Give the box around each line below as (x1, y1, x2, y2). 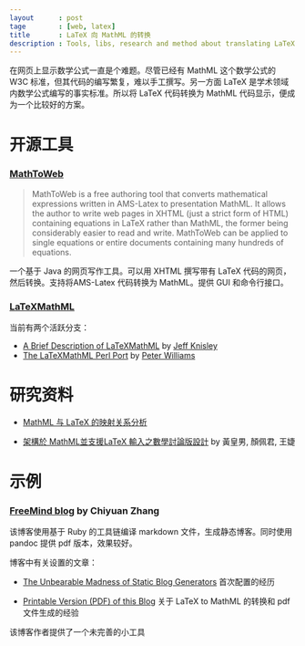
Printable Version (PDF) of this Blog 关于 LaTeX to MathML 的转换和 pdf (22, 596, 291, 607)
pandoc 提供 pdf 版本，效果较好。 (9, 537, 137, 548)
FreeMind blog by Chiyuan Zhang (9, 505, 160, 517)
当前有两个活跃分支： (9, 322, 89, 333)
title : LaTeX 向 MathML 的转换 (9, 30, 152, 39)
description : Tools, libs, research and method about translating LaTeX (9, 38, 296, 48)
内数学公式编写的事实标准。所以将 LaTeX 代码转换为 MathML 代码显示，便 (9, 88, 288, 99)
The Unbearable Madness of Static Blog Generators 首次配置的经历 (22, 577, 276, 588)
